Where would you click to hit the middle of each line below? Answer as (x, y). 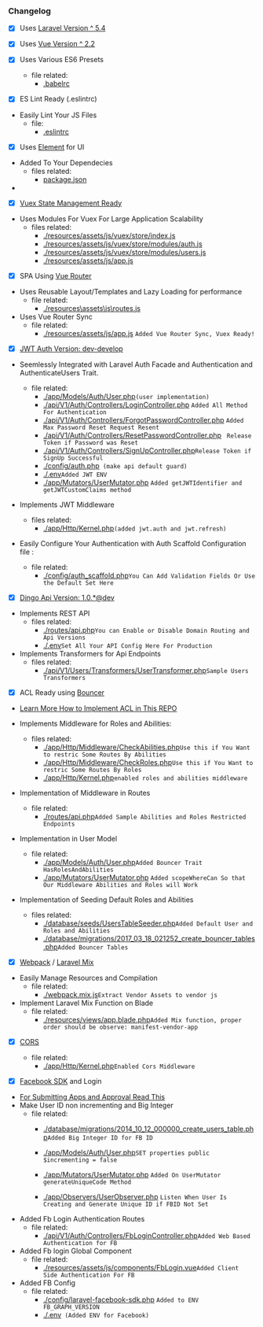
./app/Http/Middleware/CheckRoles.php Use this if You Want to (148, 762)
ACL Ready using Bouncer (62, 692)
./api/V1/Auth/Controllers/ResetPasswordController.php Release (147, 435)
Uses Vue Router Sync (56, 316)
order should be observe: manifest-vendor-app (121, 1027)
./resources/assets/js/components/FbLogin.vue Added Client (141, 1268)
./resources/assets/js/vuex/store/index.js (109, 235)
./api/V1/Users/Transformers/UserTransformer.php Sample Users (146, 670)
